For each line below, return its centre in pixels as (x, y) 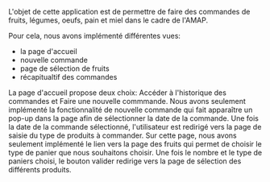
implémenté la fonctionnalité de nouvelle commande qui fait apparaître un (131, 110)
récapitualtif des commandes (69, 77)
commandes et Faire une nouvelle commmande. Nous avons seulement (127, 101)
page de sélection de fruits (65, 68)
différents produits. (40, 170)
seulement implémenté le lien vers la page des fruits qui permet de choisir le (135, 144)
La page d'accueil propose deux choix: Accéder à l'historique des (118, 93)
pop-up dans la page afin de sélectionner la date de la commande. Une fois (134, 118)
